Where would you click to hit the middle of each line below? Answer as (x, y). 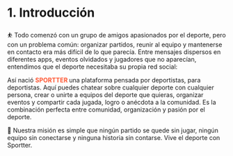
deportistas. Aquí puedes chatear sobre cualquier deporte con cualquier (111, 87)
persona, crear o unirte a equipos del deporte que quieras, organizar (105, 94)
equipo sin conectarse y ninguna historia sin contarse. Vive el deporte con (114, 137)
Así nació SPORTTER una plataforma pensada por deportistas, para (104, 80)
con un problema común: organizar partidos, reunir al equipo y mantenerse (115, 44)
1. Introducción (51, 13)
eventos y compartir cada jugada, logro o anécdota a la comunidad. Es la (112, 102)
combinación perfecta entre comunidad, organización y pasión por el (106, 110)
